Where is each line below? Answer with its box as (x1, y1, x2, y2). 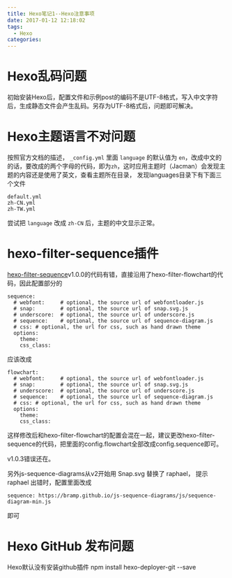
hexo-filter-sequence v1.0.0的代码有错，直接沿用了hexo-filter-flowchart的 (7, 270, 217, 278)
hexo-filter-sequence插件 (7, 246, 159, 262)
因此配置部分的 (19, 279, 63, 287)
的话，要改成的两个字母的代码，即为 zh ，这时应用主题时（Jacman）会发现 (7, 162, 219, 170)
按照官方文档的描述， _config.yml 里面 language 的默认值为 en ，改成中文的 (7, 153, 222, 161)
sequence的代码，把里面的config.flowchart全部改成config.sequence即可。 (7, 440, 223, 448)
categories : (7, 36, 42, 43)
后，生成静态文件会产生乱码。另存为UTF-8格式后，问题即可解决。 (7, 102, 197, 110)
